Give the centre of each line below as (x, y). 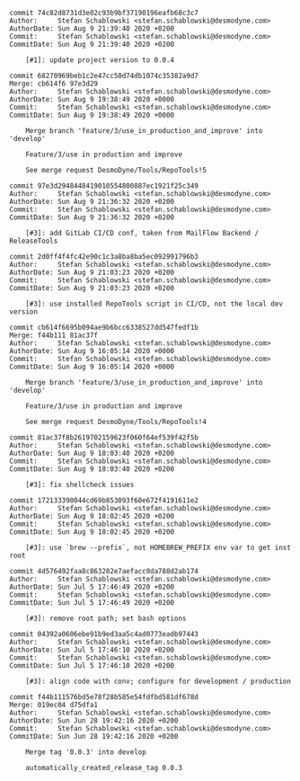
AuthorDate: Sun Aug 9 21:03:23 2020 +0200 (92, 272)
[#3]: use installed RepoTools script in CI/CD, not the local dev (154, 304)
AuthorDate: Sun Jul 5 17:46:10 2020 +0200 (92, 650)
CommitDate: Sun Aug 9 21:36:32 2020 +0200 (92, 217)
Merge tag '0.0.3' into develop (86, 752)
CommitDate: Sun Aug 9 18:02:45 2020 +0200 (92, 532)
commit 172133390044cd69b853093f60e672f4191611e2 (104, 501)
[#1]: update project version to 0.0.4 (100, 60)
